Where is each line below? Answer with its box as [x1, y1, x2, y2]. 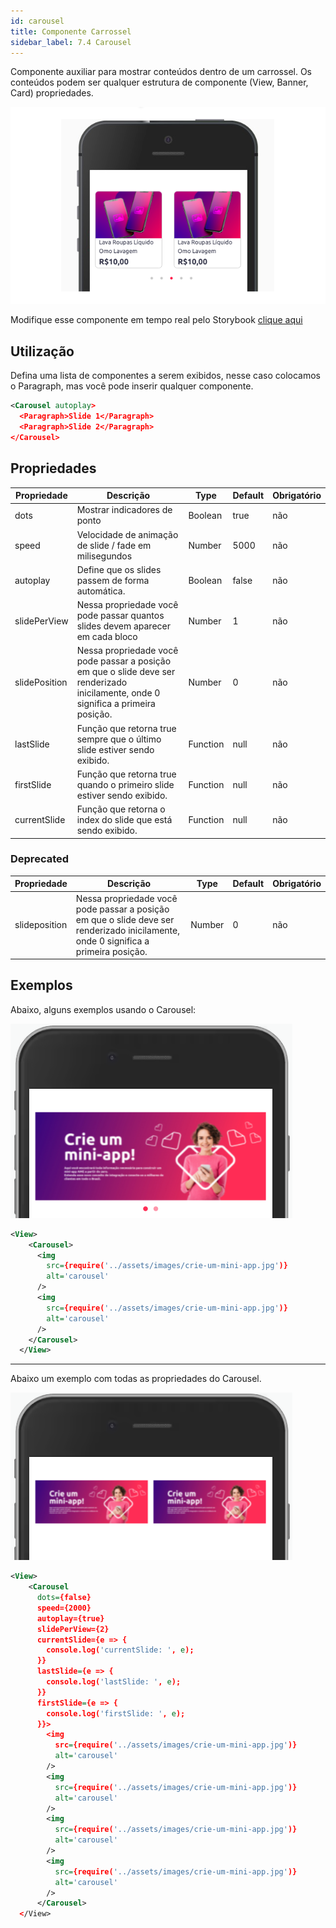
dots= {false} [36, 1593, 92, 1603]
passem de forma [76, 574, 150, 586]
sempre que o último [76, 733, 162, 745]
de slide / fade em [76, 539, 152, 551]
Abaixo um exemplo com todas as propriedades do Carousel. [10, 1373, 262, 1385]
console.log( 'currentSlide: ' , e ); [46, 1645, 195, 1655]
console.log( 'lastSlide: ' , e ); [46, 1677, 182, 1687]
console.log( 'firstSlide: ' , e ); [46, 1708, 186, 1719]
